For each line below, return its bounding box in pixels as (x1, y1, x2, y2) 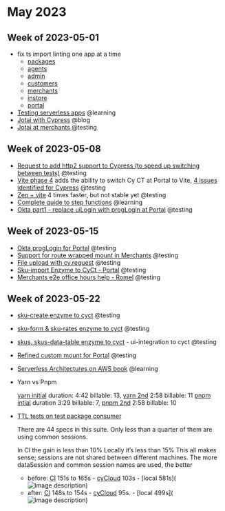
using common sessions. (17, 432, 88, 441)
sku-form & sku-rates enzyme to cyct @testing (17, 325, 150, 333)
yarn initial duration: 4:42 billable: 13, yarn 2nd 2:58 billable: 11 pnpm (17, 391, 211, 400)
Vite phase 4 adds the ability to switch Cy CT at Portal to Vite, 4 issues (17, 176, 218, 184)
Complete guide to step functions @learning (17, 198, 143, 206)
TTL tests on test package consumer (17, 412, 122, 421)
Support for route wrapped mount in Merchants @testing (17, 251, 179, 259)
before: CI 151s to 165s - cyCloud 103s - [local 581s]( (27, 474, 177, 483)
